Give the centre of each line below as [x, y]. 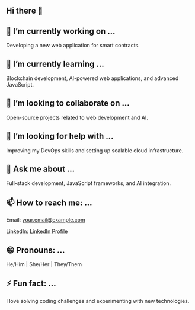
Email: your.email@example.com [46, 220]
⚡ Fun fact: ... [31, 284]
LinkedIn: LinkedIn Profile [37, 231]
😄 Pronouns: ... [36, 250]
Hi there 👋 [25, 11]
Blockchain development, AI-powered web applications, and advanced [92, 78]
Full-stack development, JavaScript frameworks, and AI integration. [89, 183]
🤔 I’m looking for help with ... [60, 136]
